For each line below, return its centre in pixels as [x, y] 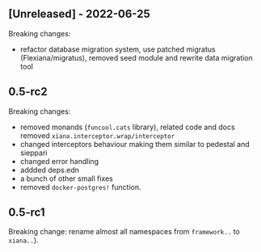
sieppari [34, 153]
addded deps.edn [49, 170]
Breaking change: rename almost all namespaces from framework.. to [124, 232]
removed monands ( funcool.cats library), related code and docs [128, 127]
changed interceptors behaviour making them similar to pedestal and [135, 144]
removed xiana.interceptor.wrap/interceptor [97, 135]
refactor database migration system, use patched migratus [118, 49]
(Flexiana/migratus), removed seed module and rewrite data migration [136, 57]
